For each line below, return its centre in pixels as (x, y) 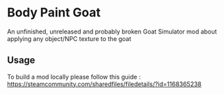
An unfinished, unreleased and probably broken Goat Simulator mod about (112, 31)
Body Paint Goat (54, 13)
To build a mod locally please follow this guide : (74, 77)
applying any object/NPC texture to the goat (69, 38)
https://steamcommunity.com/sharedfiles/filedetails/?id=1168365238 (104, 84)
